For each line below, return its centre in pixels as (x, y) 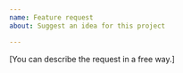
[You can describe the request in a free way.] (92, 59)
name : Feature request (51, 17)
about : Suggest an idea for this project (87, 26)
